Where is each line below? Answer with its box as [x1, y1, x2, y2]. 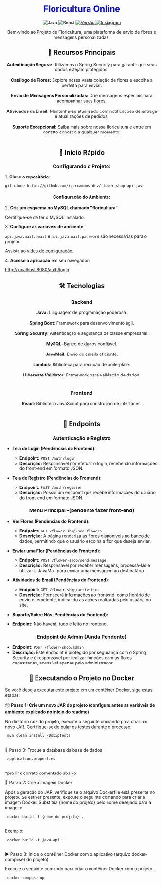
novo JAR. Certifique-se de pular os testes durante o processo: [5, 724, 132, 730]
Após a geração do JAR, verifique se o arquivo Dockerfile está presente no [5, 789, 155, 795]
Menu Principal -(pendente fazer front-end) [29, 507, 135, 514]
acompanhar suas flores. [56, 98, 107, 104]
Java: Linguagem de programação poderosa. [36, 310, 127, 316]
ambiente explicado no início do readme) [5, 709, 89, 715]
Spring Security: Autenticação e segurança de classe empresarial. [14, 331, 149, 336]
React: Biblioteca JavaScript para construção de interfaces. [21, 400, 142, 406]
